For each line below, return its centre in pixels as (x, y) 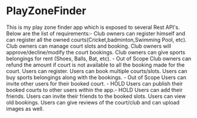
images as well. (25, 109)
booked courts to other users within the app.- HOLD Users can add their (94, 90)
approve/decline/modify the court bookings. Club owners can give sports (96, 52)
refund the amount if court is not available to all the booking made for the (96, 65)
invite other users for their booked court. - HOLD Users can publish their (95, 83)
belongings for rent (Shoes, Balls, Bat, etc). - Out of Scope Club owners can (99, 58)
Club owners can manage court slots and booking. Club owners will (89, 46)
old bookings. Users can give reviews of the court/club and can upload (93, 102)
